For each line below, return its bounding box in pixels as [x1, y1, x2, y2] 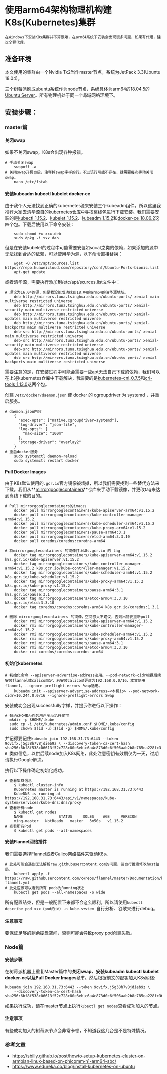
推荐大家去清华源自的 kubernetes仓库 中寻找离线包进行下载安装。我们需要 [5, 209, 155, 215]
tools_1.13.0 [5, 381, 28, 387]
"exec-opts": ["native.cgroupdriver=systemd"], [18, 418, 119, 423]
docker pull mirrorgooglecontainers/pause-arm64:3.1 [14, 530, 126, 535]
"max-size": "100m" [23, 431, 64, 436]
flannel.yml [5, 880, 30, 885]
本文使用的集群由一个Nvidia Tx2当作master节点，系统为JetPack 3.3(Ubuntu [5, 69, 161, 75]
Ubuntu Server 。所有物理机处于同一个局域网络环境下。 [5, 92, 118, 98]
